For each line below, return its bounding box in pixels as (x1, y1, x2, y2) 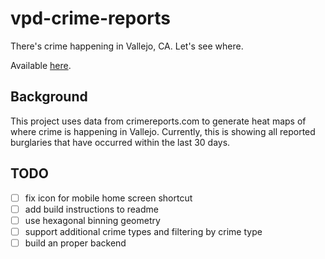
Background (10, 88, 88, 106)
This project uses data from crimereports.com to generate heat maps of (10, 115, 307, 127)
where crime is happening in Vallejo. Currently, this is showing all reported (10, 125, 316, 137)
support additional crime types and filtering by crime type (24, 225, 263, 237)
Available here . (10, 59, 72, 71)
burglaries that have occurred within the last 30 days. (10, 136, 231, 148)
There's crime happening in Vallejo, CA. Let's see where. (10, 40, 244, 52)
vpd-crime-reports (10, 7, 172, 30)
